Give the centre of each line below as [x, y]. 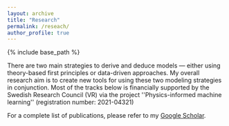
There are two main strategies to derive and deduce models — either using [114, 65]
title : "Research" [34, 20]
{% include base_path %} [44, 52]
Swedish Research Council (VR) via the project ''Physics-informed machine [114, 95]
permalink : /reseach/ [38, 26]
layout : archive [30, 13]
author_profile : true [38, 33]
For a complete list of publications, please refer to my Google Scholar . [107, 116]
